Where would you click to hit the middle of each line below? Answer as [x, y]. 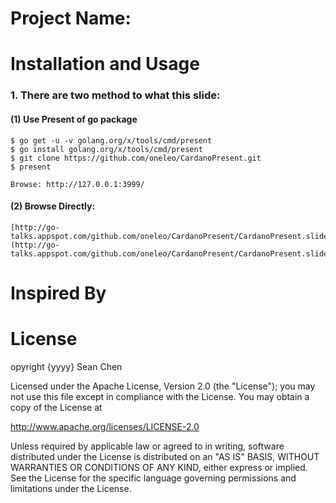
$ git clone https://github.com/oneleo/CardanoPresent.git [136, 158]
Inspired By [58, 293]
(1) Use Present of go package [74, 119]
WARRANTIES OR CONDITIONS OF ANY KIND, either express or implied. [159, 467]
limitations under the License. [71, 488]
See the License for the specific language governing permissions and [153, 478]
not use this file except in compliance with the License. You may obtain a [160, 396]
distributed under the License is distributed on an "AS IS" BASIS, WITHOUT [165, 456]
